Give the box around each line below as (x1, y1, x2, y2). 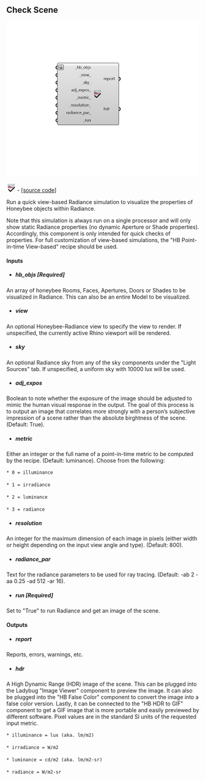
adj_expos (15, 379, 43, 387)
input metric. (6, 719, 39, 727)
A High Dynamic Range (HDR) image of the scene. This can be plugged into (6, 680, 197, 688)
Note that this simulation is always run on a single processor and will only (6, 217, 191, 224)
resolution (15, 519, 42, 527)
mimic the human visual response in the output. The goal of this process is (6, 401, 195, 409)
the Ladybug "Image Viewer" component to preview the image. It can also (6, 686, 193, 694)
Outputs (6, 621, 28, 629)
